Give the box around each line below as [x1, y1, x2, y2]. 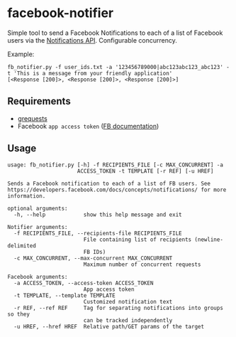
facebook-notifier [7, 5, 114, 21]
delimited [7, 242, 37, 250]
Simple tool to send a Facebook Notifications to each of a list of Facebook [7, 28, 223, 37]
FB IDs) [83, 248, 106, 255]
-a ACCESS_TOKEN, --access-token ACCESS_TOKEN [13, 279, 154, 287]
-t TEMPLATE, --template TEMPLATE [13, 291, 116, 299]
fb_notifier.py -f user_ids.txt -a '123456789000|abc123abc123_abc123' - [7, 63, 230, 70]
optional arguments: [7, 205, 69, 212]
